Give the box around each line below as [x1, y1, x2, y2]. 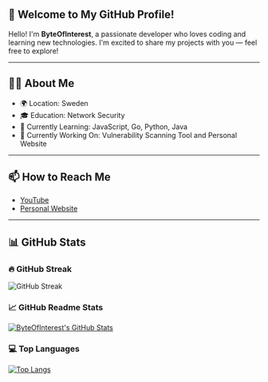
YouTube [19, 195, 49, 205]
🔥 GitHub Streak [8, 263, 73, 274]
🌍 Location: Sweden [19, 98, 89, 108]
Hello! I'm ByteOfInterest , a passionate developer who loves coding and [8, 29, 246, 38]
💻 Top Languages [8, 344, 80, 355]
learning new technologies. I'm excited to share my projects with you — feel [8, 37, 258, 47]
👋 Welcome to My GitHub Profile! [8, 8, 175, 22]
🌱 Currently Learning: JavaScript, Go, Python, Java [19, 121, 188, 132]
